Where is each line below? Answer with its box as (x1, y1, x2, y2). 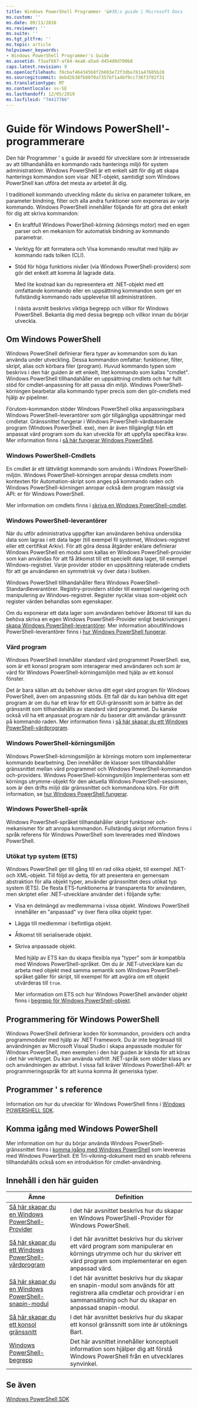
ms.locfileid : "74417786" (6, 96, 70, 102)
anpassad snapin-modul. (70, 1303, 140, 1312)
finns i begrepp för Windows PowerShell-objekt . (14, 997, 131, 1004)
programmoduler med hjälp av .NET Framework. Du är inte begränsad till (6, 1036, 182, 1043)
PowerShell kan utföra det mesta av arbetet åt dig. (6, 179, 128, 186)
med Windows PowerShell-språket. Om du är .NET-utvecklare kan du (14, 960, 183, 967)
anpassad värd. (70, 1264, 113, 1273)
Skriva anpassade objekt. (14, 943, 77, 950)
